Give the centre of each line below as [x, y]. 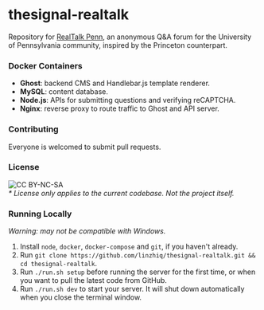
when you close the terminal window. [80, 297]
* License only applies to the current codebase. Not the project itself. [121, 193]
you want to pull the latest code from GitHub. [93, 281]
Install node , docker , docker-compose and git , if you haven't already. [129, 247]
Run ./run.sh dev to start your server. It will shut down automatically [132, 289]
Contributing [33, 129]
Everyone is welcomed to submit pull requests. [85, 147]
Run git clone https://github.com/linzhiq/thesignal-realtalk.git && [138, 255]
